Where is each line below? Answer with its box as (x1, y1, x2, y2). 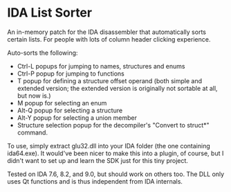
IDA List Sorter (7, 5, 92, 21)
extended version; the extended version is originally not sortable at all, (17, 84, 218, 92)
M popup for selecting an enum (17, 98, 107, 107)
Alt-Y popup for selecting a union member (17, 113, 137, 122)
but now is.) (17, 91, 51, 100)
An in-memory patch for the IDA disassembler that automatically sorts (7, 28, 206, 36)
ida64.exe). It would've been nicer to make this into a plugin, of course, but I (7, 149, 224, 157)
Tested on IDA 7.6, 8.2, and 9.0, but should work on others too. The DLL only (7, 170, 225, 178)
